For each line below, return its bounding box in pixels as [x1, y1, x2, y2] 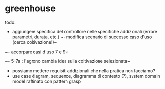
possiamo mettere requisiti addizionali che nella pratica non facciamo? [12, 67, 155, 74]
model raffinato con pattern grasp [12, 78, 81, 84]
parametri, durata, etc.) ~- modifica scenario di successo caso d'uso [12, 34, 152, 40]
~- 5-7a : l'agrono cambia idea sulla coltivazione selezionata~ [5, 58, 131, 64]
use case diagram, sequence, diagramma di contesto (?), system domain [12, 73, 160, 79]
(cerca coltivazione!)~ [12, 39, 57, 45]
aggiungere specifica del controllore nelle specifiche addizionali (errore [12, 29, 158, 34]
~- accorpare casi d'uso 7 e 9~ [5, 49, 68, 55]
